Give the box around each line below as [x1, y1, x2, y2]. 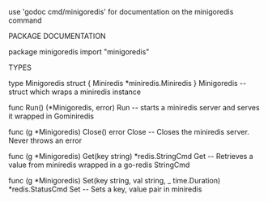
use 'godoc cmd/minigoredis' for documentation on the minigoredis [8, 7, 234, 16]
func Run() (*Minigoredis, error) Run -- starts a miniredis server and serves [8, 103, 261, 112]
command [8, 15, 42, 25]
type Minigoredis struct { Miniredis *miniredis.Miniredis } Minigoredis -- [8, 79, 247, 88]
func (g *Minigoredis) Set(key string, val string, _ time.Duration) [8, 176, 221, 185]
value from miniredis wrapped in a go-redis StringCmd [8, 160, 190, 170]
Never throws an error [8, 135, 83, 145]
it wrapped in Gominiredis [8, 111, 95, 121]
